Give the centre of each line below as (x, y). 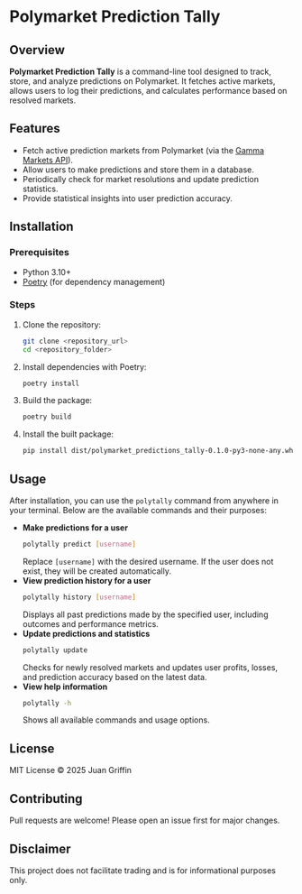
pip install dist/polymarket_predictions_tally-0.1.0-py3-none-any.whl (160, 451)
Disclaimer (40, 848)
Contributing (46, 799)
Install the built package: (68, 434)
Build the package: (57, 401)
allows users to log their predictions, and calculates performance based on (148, 91)
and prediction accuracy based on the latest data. (114, 677)
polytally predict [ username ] (79, 544)
